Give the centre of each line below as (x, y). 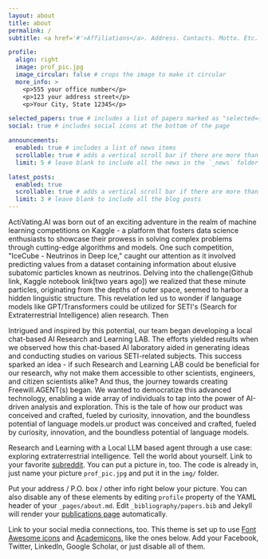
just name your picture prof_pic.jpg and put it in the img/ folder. (114, 473)
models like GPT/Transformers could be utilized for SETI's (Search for (123, 307)
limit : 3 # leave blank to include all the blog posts (108, 199)
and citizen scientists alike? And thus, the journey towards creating (118, 381)
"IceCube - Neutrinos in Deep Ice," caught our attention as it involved (122, 256)
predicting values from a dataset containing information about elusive (122, 264)
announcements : (33, 140)
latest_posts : (32, 177)
